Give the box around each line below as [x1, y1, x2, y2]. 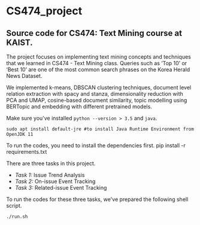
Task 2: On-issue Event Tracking [14, 178, 96, 185]
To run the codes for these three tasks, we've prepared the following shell [6, 196, 189, 203]
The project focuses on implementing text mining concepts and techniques [6, 53, 192, 60]
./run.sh [6, 214, 28, 220]
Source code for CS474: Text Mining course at [6, 28, 183, 38]
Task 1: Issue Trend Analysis [14, 172, 85, 178]
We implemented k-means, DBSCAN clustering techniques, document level [6, 84, 192, 91]
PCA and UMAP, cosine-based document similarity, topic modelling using [6, 97, 187, 104]
